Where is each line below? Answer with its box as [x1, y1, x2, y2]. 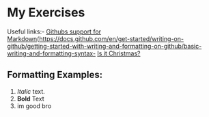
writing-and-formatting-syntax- [7, 49, 96, 57]
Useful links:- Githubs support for [7, 27, 101, 36]
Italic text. [16, 87, 46, 95]
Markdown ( [7, 34, 40, 42]
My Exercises [7, 5, 85, 21]
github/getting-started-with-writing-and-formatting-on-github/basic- [7, 42, 202, 50]
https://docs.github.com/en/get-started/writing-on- [38, 34, 184, 42]
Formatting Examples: [7, 69, 103, 81]
